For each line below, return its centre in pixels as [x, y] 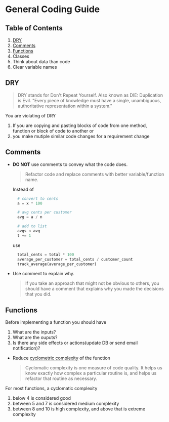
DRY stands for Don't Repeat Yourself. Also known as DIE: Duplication [90, 95]
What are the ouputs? [35, 337]
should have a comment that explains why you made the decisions [94, 289]
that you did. [38, 294]
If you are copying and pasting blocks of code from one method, [80, 125]
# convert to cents [38, 198]
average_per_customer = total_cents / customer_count [75, 259]
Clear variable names [35, 67]
